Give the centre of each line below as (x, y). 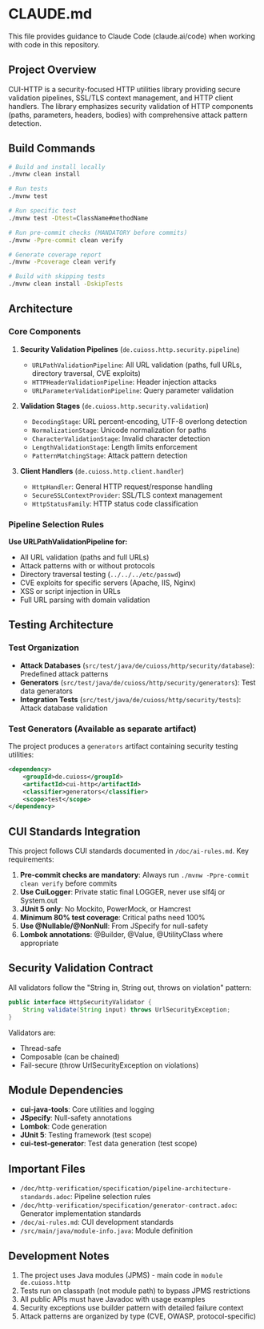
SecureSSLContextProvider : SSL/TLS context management (127, 495)
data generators (46, 691)
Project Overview (52, 70)
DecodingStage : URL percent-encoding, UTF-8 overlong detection (140, 421)
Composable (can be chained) (70, 1056)
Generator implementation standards (80, 1214)
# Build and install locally (57, 167)
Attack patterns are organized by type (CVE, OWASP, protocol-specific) (138, 1316)
